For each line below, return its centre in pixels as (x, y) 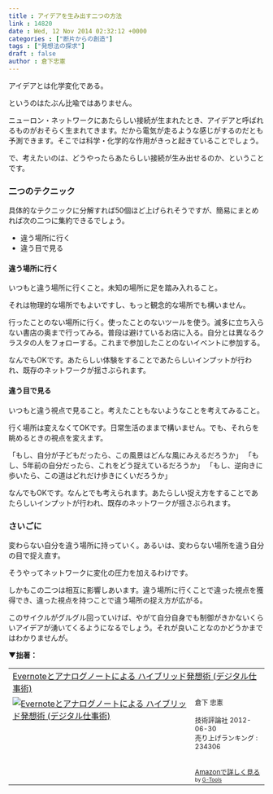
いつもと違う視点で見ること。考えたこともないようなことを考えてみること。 (136, 410)
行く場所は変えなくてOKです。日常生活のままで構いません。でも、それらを (134, 428)
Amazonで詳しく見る (227, 772)
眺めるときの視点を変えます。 (58, 437)
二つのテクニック (42, 191)
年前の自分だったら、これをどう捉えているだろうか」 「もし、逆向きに (145, 465)
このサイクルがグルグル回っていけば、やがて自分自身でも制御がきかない (129, 617)
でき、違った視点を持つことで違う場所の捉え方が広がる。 (111, 600)
